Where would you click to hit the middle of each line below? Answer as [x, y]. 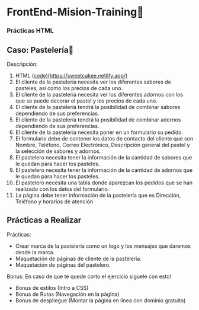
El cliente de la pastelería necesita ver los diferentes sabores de [93, 82]
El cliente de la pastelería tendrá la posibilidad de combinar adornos [98, 119]
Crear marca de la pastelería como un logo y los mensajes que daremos [103, 246]
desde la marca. [35, 252]
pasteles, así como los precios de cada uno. [69, 88]
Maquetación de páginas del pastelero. [63, 265]
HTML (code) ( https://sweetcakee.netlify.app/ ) [71, 75]
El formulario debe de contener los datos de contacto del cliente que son [104, 138]
